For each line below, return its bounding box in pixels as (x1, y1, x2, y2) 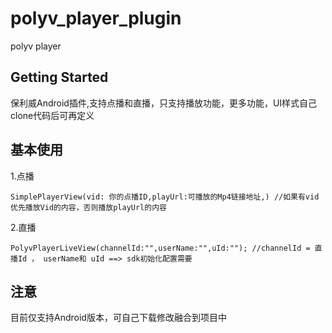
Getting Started (10, 69, 109, 86)
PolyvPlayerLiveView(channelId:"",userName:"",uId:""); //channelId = (10, 243, 311, 253)
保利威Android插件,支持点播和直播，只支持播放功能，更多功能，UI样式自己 (10, 97, 318, 109)
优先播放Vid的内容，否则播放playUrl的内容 (10, 202, 167, 212)
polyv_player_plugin (10, 7, 182, 30)
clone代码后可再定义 (10, 109, 95, 121)
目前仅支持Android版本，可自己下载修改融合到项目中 (10, 312, 227, 324)
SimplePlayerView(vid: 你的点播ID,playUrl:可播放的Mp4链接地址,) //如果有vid (10, 192, 320, 202)
